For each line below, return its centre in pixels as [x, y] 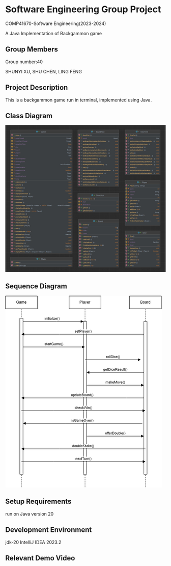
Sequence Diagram [36, 286]
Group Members [32, 49]
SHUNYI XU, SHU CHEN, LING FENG [44, 71]
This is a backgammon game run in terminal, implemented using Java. [79, 100]
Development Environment [49, 530]
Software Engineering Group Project [83, 9]
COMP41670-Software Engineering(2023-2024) [56, 23]
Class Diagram [29, 116]
